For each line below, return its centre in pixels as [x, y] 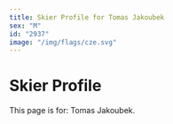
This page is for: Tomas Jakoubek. [72, 111]
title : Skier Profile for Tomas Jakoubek [87, 17]
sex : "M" [25, 26]
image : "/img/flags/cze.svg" [63, 42]
